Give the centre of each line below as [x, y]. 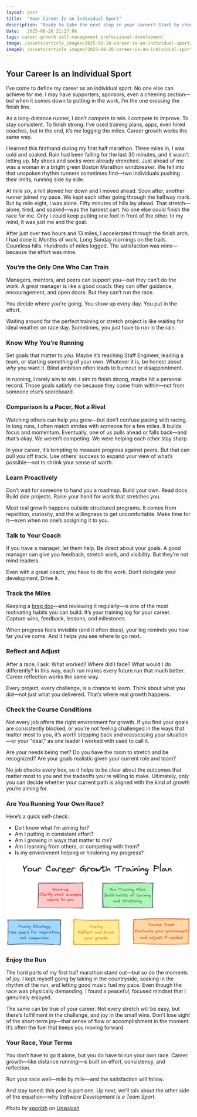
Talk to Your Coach [34, 535]
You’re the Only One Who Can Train [57, 267]
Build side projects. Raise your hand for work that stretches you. [84, 496]
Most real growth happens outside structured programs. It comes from [91, 508]
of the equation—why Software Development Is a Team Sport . [81, 1097]
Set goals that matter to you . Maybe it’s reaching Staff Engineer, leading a [95, 355]
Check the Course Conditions [49, 709]
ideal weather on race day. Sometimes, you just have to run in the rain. [91, 327]
